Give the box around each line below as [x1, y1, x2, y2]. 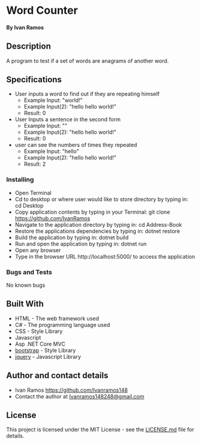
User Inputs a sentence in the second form [14, 116, 121, 123]
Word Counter [6, 4, 78, 17]
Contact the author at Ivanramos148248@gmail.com [14, 392, 145, 400]
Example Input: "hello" [23, 148, 79, 155]
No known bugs [6, 281, 46, 289]
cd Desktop [14, 202, 44, 209]
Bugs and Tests [6, 268, 52, 276]
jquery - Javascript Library [14, 353, 81, 360]
